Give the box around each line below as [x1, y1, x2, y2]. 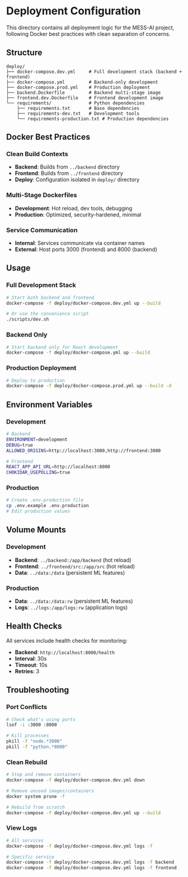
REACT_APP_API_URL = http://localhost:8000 [6, 464, 111, 470]
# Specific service [6, 854, 55, 860]
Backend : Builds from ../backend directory [14, 163, 120, 171]
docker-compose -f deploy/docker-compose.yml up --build [6, 349, 151, 356]
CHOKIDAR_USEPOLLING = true [6, 470, 70, 476]
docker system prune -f [6, 793, 65, 799]
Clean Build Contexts [6, 150, 68, 158]
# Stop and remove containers [6, 772, 82, 778]
